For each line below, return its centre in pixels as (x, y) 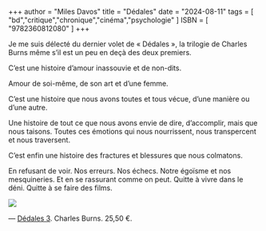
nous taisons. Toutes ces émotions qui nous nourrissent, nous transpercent (133, 131)
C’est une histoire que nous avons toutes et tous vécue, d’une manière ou (129, 99)
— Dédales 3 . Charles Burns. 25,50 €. (70, 218)
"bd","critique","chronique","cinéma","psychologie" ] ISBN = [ (109, 20)
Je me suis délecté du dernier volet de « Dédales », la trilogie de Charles (128, 44)
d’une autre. (28, 108)
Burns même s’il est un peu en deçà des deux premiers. (100, 52)
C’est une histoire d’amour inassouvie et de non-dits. (95, 68)
